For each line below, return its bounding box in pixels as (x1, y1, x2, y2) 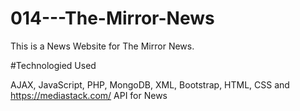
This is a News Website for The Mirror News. (10, 40, 195, 52)
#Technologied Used (10, 59, 97, 71)
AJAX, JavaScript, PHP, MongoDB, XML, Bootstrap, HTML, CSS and (10, 78, 290, 91)
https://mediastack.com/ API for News (10, 89, 168, 101)
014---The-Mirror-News (10, 7, 215, 30)
